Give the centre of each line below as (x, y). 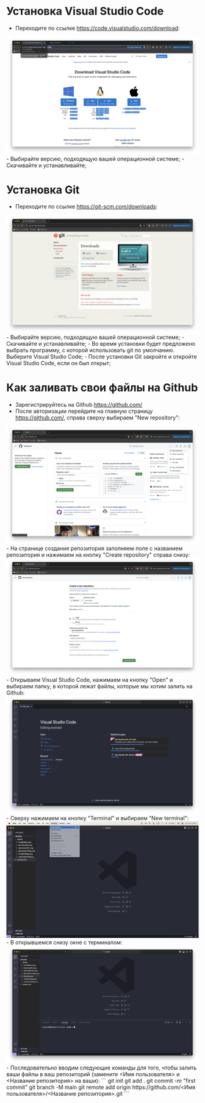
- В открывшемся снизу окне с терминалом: (64, 943)
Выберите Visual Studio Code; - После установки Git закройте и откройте (102, 357)
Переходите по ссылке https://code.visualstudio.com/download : (97, 28)
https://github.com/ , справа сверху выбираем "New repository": (97, 418)
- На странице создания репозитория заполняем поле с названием (95, 548)
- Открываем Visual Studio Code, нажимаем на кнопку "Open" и (90, 680)
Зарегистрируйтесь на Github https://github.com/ (79, 405)
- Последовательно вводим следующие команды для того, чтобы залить (102, 1068)
